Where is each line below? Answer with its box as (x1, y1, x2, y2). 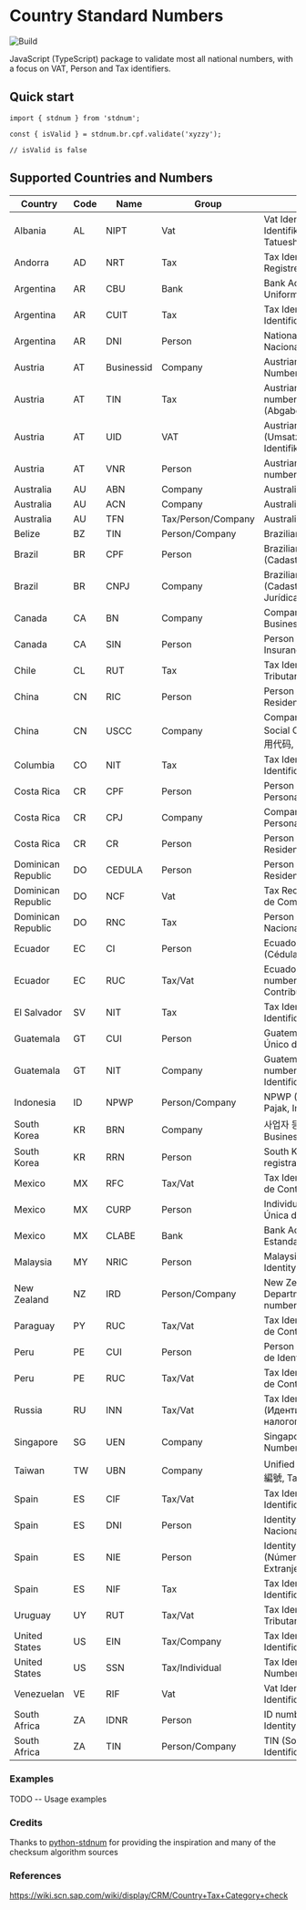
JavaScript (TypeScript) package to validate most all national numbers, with (9, 53, 294, 64)
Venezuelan (14, 1688, 66, 1700)
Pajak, (263, 1101, 290, 1114)
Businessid (106, 361, 153, 374)
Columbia (14, 759, 56, 771)
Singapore (14, 1435, 58, 1448)
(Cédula (263, 947, 299, 960)
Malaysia (14, 1255, 53, 1268)
